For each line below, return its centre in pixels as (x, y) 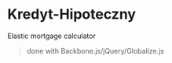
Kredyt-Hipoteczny (72, 14)
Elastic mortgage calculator (51, 36)
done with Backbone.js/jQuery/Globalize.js (95, 51)
